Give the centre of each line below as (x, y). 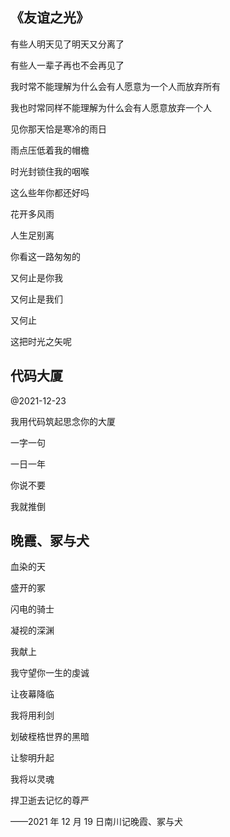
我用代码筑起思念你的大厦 (63, 421)
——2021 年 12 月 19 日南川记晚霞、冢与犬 (96, 822)
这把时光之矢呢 (41, 341)
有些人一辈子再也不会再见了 (67, 65)
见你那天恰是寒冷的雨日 (58, 129)
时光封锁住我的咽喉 (50, 171)
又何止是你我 (36, 277)
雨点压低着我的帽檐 (50, 150)
